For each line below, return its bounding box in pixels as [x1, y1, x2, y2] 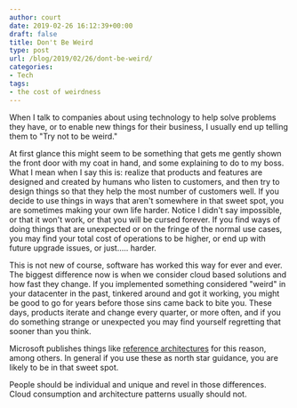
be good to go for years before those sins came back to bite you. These [9, 297, 273, 308]
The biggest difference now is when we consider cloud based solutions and [9, 268, 287, 280]
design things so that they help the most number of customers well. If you [9, 186, 280, 196]
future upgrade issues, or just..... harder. [9, 242, 157, 253]
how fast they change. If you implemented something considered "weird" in [9, 278, 286, 289]
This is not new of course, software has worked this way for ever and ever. [9, 260, 283, 270]
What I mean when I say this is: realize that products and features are [9, 166, 263, 178]
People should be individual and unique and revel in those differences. [9, 379, 267, 389]
